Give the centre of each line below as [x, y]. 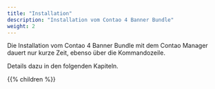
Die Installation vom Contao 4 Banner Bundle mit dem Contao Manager [107, 46]
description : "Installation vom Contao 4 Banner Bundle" [91, 20]
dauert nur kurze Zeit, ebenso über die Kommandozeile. [86, 53]
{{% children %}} [32, 79]
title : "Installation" [40, 13]
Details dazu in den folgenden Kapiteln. [63, 66]
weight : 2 [21, 26]
